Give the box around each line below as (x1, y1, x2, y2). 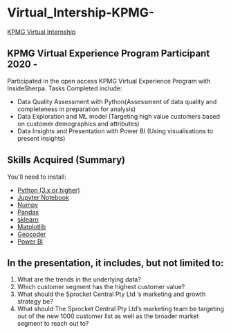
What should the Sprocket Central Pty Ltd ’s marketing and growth (17, 290, 206, 298)
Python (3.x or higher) (17, 186, 81, 194)
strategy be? (17, 297, 53, 306)
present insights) (17, 134, 66, 142)
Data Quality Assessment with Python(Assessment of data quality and (17, 97, 217, 106)
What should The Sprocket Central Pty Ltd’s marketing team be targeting (17, 305, 225, 313)
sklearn (17, 215, 39, 224)
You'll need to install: (7, 173, 67, 181)
